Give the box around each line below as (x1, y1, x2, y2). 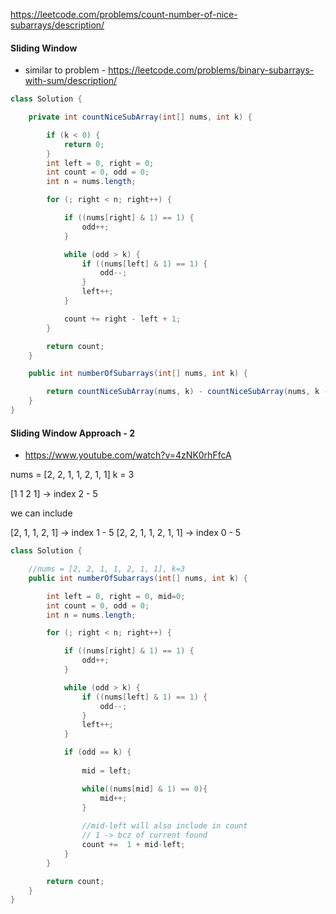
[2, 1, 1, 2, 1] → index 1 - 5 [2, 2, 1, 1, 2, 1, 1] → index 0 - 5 (10, 527, 242, 539)
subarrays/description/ (10, 19, 105, 31)
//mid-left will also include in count (81, 821, 248, 831)
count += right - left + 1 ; (63, 314, 182, 324)
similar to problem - (24, 64, 107, 76)
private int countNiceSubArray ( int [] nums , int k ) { (28, 112, 253, 123)
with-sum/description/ (24, 75, 118, 87)
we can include (10, 507, 73, 519)
